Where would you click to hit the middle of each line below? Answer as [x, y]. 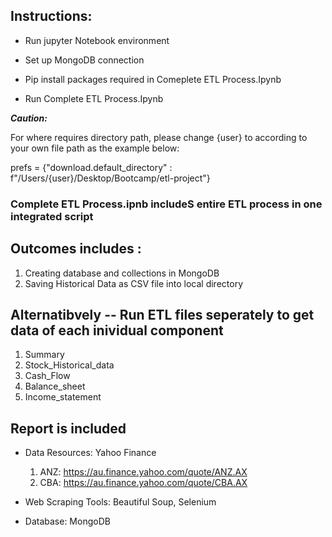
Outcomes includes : [76, 249]
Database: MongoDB [67, 521]
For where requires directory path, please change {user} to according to [159, 137]
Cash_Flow [47, 376]
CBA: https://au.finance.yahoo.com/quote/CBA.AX [143, 483]
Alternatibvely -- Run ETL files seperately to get [162, 314]
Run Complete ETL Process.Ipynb [94, 98]
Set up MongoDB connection [84, 60]
